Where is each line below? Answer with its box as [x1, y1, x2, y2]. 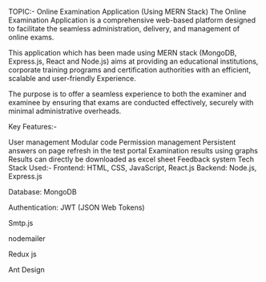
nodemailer [8, 234, 46, 243]
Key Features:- [8, 122, 58, 131]
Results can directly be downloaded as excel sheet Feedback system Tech [8, 154, 255, 164]
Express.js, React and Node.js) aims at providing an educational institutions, [8, 56, 259, 66]
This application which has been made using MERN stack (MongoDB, [8, 48, 237, 57]
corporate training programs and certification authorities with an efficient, [8, 65, 251, 75]
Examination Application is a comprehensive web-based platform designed [8, 15, 256, 25]
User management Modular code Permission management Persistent [8, 137, 236, 147]
